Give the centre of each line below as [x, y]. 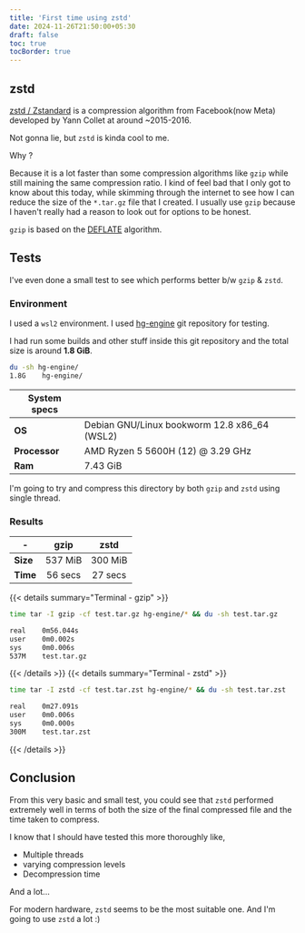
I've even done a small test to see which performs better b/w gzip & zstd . [146, 279]
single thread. [35, 498]
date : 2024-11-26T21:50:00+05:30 [73, 26]
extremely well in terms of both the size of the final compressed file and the [151, 809]
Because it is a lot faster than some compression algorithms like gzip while [149, 173]
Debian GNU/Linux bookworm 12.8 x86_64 [177, 424]
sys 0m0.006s [42, 647]
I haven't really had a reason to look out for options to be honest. [130, 211]
